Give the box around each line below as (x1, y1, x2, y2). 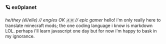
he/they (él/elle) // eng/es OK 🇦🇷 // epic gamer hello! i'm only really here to (5, 17, 161, 23)
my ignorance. (5, 33, 35, 39)
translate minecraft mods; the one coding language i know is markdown (5, 22, 153, 28)
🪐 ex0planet (5, 3, 37, 10)
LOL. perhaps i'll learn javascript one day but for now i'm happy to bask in (5, 28, 157, 34)
